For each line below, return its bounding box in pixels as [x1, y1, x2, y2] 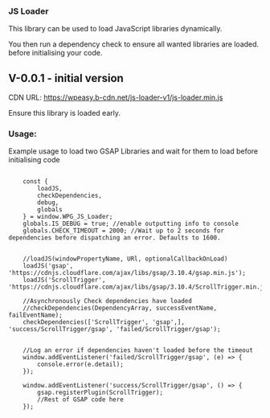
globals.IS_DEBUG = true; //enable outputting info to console [22, 219, 239, 228]
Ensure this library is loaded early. [8, 109, 121, 118]
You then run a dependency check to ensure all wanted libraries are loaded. [8, 39, 260, 49]
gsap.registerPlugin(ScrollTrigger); [37, 388, 163, 397]
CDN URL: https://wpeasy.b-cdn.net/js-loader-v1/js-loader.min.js [8, 92, 223, 102]
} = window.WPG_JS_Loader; [22, 213, 113, 221]
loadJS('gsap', [22, 262, 74, 270]
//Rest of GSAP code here [37, 395, 125, 404]
